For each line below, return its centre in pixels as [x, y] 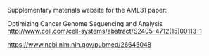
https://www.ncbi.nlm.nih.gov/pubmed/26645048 [80, 44]
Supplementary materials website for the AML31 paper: [87, 10]
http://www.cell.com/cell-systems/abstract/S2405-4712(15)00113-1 [104, 31]
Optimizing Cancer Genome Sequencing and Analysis [85, 23]
